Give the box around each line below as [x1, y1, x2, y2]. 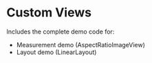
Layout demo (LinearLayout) [16, 48, 97, 56]
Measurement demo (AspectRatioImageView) [16, 40, 146, 49]
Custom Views [6, 5, 92, 21]
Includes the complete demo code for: [6, 27, 115, 36]
